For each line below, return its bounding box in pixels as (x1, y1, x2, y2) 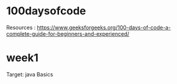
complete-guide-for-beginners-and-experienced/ (6, 30, 129, 37)
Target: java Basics (6, 70, 54, 78)
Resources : (6, 24, 36, 31)
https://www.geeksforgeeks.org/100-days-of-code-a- (37, 24, 171, 31)
